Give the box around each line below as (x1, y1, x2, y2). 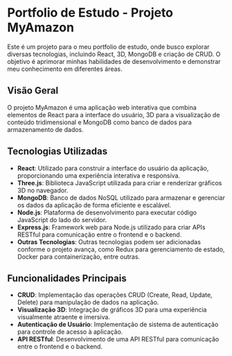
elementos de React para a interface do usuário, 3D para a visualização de (7, 110, 220, 119)
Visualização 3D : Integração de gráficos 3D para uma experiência (17, 305, 207, 314)
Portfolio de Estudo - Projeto (7, 5, 174, 21)
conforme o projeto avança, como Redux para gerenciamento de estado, (17, 245, 225, 253)
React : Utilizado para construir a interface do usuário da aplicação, (17, 164, 209, 172)
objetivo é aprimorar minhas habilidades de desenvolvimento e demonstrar (7, 57, 221, 65)
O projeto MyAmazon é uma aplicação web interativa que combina (7, 103, 197, 112)
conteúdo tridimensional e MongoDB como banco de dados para (7, 118, 192, 126)
